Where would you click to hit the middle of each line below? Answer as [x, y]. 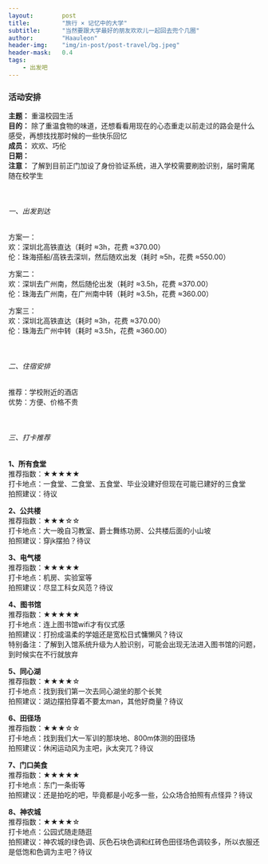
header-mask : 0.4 [41, 53]
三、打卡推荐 [29, 438]
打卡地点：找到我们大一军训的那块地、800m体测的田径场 [102, 738]
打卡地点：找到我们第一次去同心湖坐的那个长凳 [85, 691]
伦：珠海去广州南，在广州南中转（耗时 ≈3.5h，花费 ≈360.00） [111, 294]
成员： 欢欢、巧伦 [37, 146]
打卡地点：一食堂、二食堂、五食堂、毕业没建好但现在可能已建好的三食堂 [127, 483]
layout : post [43, 16]
